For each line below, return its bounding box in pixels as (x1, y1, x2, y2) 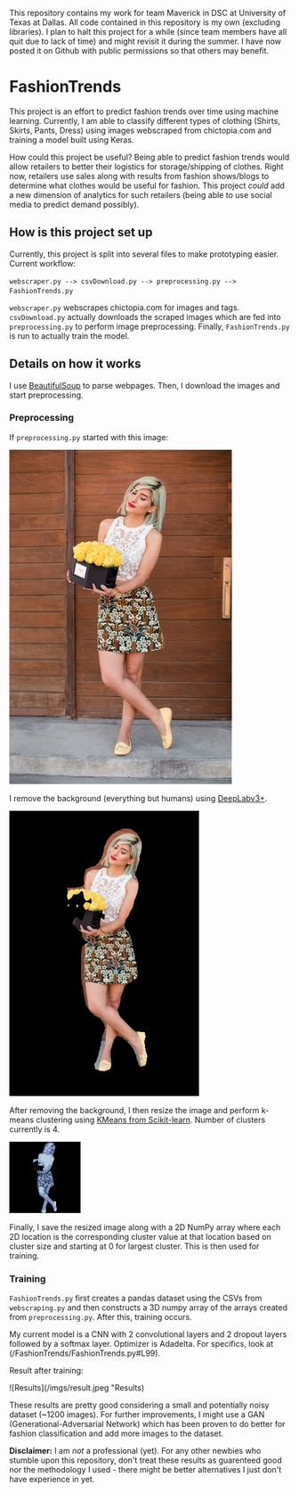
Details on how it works (9, 357, 141, 372)
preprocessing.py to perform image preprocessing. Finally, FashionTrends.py (9, 321, 290, 332)
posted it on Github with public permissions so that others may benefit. (9, 45, 270, 56)
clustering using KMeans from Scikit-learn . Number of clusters (36, 1114, 266, 1125)
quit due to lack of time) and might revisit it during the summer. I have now (9, 36, 282, 46)
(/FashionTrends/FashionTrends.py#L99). (9, 1348, 161, 1358)
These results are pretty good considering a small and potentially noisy (9, 1399, 270, 1411)
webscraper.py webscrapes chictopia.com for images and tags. (9, 302, 240, 313)
